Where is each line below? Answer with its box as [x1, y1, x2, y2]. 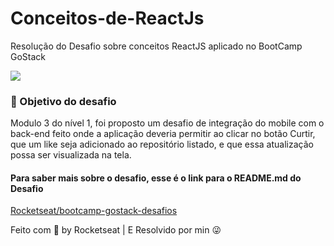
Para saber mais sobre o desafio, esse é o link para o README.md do [10, 172, 302, 184]
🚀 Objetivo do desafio [10, 94, 117, 108]
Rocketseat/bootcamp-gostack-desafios [10, 205, 178, 217]
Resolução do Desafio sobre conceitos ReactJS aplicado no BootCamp [10, 40, 303, 52]
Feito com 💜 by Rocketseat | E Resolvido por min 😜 [10, 224, 222, 236]
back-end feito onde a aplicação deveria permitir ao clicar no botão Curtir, [10, 128, 316, 140]
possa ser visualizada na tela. [10, 149, 132, 161]
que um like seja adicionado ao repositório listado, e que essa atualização [10, 138, 314, 151]
